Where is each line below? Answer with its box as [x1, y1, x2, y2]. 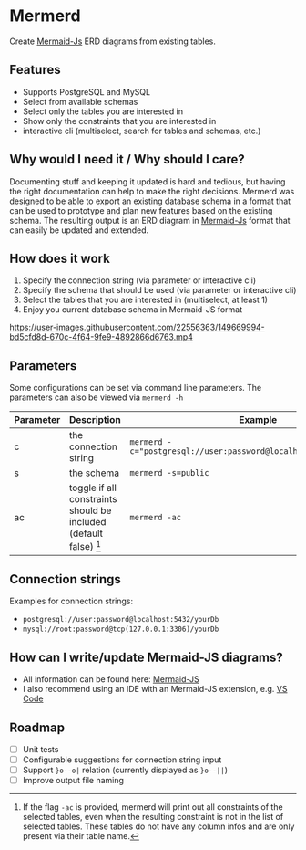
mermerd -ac [129, 512, 182, 522]
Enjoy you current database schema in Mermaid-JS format [22, 304, 243, 315]
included [68, 516, 107, 529]
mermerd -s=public [129, 467, 209, 478]
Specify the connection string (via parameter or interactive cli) [22, 275, 257, 286]
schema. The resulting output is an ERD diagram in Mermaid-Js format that [9, 215, 291, 226]
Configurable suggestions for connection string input [22, 754, 222, 765]
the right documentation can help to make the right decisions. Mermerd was [9, 185, 295, 196]
